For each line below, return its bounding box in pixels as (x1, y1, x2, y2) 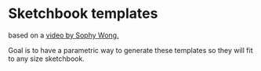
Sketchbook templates (8, 5, 158, 23)
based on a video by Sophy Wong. (8, 30, 119, 40)
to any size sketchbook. (8, 54, 85, 63)
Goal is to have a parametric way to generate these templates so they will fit (8, 45, 253, 55)
